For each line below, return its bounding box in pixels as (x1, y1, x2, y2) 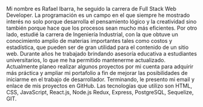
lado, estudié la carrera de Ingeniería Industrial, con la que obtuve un (6, 31, 179, 38)
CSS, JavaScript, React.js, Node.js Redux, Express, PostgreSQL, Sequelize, (6, 89, 194, 96)
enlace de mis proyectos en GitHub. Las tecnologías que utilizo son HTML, (6, 82, 193, 89)
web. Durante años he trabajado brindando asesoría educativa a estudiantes (6, 50, 197, 57)
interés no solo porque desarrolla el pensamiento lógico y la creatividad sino (6, 18, 197, 25)
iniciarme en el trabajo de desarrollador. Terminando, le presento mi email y (6, 76, 195, 83)
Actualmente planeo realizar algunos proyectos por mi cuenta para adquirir (6, 63, 194, 70)
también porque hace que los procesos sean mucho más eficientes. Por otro (6, 24, 198, 31)
